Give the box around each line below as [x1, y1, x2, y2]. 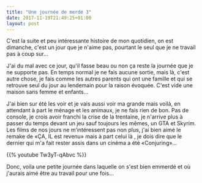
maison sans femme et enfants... [6, 88, 89, 96]
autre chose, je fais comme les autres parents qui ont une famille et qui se [6, 75, 193, 83]
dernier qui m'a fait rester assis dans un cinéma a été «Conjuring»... [6, 139, 178, 147]
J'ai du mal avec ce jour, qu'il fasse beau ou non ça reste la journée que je [6, 62, 194, 69]
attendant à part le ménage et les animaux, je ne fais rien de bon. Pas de [6, 107, 189, 114]
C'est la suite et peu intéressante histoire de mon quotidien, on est [6, 37, 173, 45]
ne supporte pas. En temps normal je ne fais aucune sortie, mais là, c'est [6, 69, 190, 76]
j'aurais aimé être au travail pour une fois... [6, 169, 114, 177]
